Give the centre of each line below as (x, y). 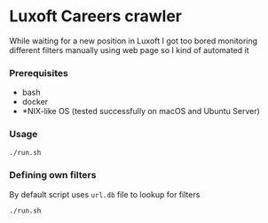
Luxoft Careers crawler (96, 16)
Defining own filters (53, 175)
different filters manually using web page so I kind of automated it (130, 50)
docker (35, 102)
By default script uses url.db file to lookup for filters (105, 194)
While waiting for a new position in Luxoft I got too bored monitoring (134, 41)
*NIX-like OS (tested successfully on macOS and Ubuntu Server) (141, 111)
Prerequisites (39, 73)
